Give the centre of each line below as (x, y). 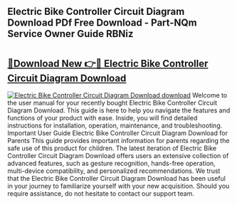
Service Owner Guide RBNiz (70, 34)
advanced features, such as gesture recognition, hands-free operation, (111, 163)
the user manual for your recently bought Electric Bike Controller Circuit (112, 103)
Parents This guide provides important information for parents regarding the (118, 141)
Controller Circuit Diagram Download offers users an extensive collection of (118, 156)
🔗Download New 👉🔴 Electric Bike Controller (108, 63)
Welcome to (210, 95)
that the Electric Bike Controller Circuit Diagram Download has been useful (117, 178)
